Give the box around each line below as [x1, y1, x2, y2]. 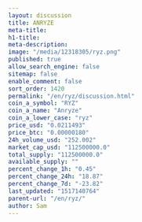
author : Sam [8, 202, 47, 209]
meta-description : [8, 41, 68, 49]
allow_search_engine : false [8, 63, 100, 71]
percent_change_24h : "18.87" [8, 172, 104, 181]
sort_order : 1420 [8, 84, 65, 93]
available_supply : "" [8, 158, 79, 166]
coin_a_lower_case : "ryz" [8, 114, 93, 122]
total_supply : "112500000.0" [8, 150, 104, 158]
